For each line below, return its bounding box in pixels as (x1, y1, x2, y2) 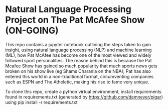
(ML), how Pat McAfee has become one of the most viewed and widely (5, 52, 152, 58)
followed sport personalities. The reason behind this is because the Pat (5, 57, 152, 63)
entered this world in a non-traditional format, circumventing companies (5, 73, 154, 79)
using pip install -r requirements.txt (5, 99, 78, 105)
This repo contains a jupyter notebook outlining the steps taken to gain (5, 41, 151, 47)
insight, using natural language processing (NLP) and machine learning (5, 47, 152, 53)
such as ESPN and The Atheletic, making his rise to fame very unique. (5, 79, 149, 85)
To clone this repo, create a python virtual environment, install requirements (5, 88, 162, 94)
